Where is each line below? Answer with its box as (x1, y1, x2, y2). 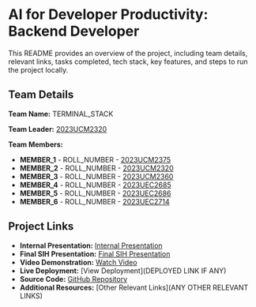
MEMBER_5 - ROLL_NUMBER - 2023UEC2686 (19, 188, 171, 198)
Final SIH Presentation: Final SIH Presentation (19, 249, 171, 258)
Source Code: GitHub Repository (19, 274, 128, 283)
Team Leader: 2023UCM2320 (8, 124, 107, 133)
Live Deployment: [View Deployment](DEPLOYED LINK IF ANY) (19, 266, 227, 275)
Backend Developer (8, 22, 140, 40)
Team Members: (8, 140, 63, 149)
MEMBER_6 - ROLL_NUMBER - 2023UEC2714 (19, 197, 170, 206)
